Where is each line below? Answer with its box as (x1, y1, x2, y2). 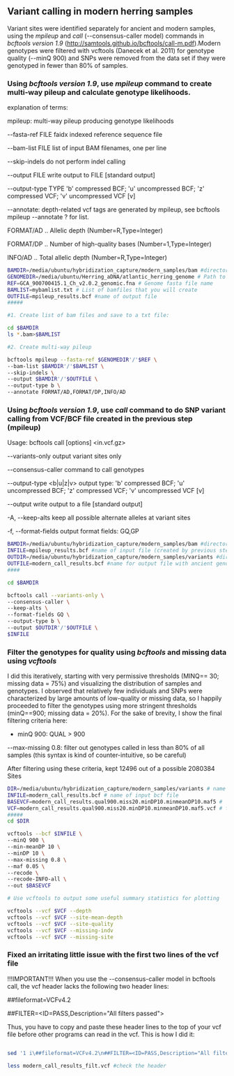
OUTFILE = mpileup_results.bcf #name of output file (7, 293, 157, 300)
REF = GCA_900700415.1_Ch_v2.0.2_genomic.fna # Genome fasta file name (7, 279, 214, 287)
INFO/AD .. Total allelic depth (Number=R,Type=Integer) (7, 253, 167, 262)
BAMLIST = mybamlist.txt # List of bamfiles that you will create (7, 286, 198, 293)
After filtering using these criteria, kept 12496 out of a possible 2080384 (7, 765, 215, 773)
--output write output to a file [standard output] (7, 500, 143, 508)
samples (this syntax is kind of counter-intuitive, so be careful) (7, 751, 187, 760)
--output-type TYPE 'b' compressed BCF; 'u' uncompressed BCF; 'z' (7, 184, 205, 193)
